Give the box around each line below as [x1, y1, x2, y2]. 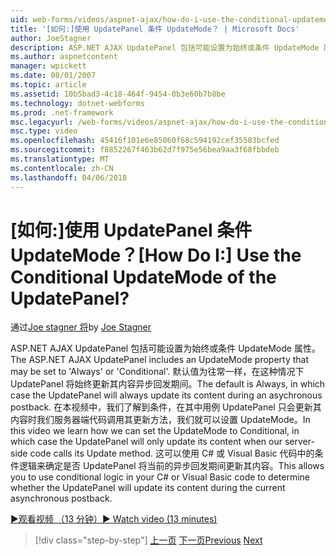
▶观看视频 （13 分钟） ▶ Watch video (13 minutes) [10, 513, 218, 525]
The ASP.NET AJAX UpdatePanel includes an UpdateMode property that [10, 354, 310, 366]
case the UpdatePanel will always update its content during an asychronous [10, 389, 323, 401]
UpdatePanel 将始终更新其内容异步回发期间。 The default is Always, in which [10, 378, 326, 390]
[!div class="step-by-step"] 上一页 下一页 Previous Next [34, 534, 263, 546]
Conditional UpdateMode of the [10, 266, 277, 288]
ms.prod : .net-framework [10, 107, 114, 118]
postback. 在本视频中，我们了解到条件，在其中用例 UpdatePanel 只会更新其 [10, 401, 322, 413]
